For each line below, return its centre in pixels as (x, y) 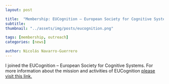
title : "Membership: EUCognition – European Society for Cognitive (78, 19)
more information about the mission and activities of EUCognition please (80, 70)
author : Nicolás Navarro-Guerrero (41, 51)
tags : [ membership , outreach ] (37, 37)
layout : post (19, 10)
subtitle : (16, 24)
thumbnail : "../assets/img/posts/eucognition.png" (59, 28)
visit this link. (19, 76)
